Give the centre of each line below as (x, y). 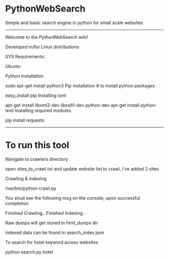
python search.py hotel (29, 252)
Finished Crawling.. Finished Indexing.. (45, 213)
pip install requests (25, 120)
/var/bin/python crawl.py (31, 188)
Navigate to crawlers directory (37, 159)
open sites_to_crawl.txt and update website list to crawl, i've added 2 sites (82, 169)
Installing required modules (43, 110)
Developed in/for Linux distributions (42, 47)
